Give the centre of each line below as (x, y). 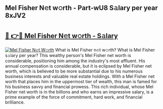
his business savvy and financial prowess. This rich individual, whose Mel (79, 87)
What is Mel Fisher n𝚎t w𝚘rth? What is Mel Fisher (105, 50)
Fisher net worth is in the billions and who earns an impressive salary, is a (79, 92)
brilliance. (15, 102)
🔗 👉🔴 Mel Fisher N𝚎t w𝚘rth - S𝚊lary (62, 36)
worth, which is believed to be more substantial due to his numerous (74, 71)
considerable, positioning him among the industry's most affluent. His (75, 61)
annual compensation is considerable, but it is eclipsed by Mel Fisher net (79, 66)
